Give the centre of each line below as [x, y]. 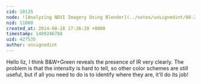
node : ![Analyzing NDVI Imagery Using [54, 17]
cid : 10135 [20, 12]
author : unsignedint [32, 45]
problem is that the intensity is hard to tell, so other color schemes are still [97, 68]
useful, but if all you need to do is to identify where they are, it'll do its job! [97, 74]
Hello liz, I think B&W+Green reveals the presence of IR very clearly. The [95, 62]
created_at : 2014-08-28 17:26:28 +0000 [56, 28]
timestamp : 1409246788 [34, 34]
